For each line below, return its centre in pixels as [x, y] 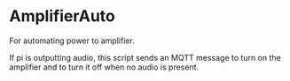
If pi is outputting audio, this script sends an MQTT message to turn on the [145, 57]
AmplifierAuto [62, 16]
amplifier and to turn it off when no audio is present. [104, 67]
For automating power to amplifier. [72, 40]
